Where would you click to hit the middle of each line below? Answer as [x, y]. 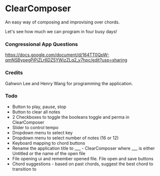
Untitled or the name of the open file [49, 153]
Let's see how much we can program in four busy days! [61, 31]
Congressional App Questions [42, 44]
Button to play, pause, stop [39, 107]
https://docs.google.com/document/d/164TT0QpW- [57, 55]
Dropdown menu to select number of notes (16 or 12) [65, 138]
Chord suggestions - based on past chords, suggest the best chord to [82, 164]
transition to [24, 169]
